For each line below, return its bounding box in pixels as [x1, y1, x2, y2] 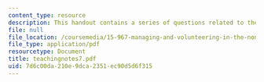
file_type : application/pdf [8, 41, 101, 48]
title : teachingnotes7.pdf [8, 55, 97, 63]
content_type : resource [8, 11, 86, 20]
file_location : [8, 33, 58, 41]
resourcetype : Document [8, 48, 86, 55]
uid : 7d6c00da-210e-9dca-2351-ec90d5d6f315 [8, 62, 153, 70]
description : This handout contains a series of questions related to [8, 19, 244, 27]
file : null [8, 26, 44, 34]
